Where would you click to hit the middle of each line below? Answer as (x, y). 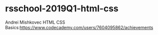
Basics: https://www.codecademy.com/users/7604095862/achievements (79, 27)
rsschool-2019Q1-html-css (62, 9)
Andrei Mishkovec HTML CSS (35, 22)
